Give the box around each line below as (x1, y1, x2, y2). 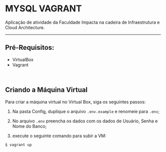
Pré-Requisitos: (5, 43, 54, 52)
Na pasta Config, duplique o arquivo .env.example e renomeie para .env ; (12, 108, 160, 114)
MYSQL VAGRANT (5, 3, 82, 14)
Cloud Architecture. (5, 24, 45, 30)
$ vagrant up (5, 142, 32, 147)
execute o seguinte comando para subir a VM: (12, 133, 107, 139)
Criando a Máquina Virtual (5, 86, 88, 94)
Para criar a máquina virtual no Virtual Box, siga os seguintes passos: (5, 99, 146, 105)
